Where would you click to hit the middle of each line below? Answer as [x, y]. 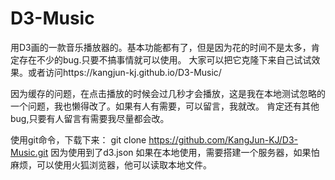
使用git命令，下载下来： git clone [78, 139]
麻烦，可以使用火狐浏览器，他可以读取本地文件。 [111, 164]
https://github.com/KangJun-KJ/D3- [223, 139]
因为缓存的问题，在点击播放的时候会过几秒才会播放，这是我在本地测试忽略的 [168, 93]
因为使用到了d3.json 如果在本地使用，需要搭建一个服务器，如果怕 [185, 152]
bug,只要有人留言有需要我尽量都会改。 [90, 118]
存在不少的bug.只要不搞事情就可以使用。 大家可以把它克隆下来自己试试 [165, 59]
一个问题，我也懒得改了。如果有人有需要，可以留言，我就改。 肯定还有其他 [165, 106]
